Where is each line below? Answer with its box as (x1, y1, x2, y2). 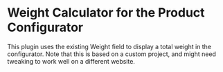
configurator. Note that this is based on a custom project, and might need (7, 50, 217, 58)
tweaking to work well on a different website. (7, 57, 135, 65)
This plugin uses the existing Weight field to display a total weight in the (7, 42, 212, 51)
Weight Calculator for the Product (7, 5, 206, 21)
